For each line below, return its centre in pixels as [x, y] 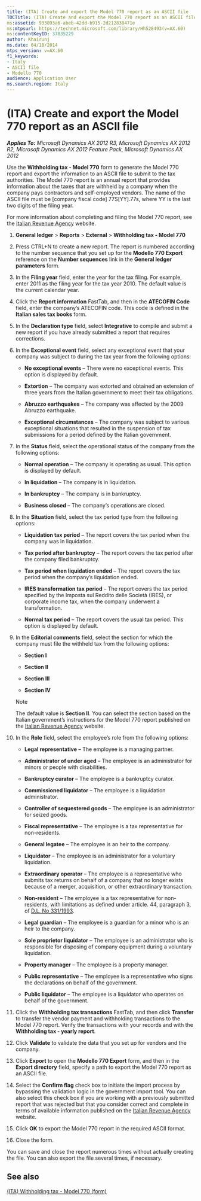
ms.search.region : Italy [38, 84]
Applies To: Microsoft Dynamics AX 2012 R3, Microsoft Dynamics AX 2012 [99, 143]
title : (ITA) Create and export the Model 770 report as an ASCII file [98, 12]
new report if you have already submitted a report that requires [93, 332]
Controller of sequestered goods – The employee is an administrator [109, 808]
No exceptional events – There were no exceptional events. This [104, 368]
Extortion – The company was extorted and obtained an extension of [109, 386]
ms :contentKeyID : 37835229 [40, 34]
